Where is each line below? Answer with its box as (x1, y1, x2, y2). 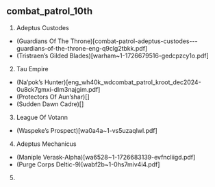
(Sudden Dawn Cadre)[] (16, 99, 84, 108)
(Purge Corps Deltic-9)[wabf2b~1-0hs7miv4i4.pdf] (16, 160, 160, 169)
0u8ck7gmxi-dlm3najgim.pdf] (16, 85, 101, 93)
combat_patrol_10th (6, 5, 93, 17)
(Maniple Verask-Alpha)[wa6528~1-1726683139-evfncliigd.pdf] (16, 153, 196, 161)
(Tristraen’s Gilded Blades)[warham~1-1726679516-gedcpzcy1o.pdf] (16, 51, 210, 60)
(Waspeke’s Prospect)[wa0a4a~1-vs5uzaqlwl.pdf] (16, 126, 158, 134)
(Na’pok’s (16, 78, 44, 86)
